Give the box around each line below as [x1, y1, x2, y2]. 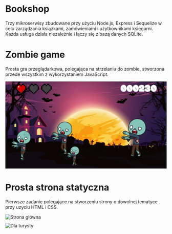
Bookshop [5, 3, 50, 15]
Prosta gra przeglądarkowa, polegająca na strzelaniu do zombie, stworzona [5, 66, 165, 72]
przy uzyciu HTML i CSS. [5, 204, 58, 210]
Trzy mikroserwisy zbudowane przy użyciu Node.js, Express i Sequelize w [5, 20, 162, 26]
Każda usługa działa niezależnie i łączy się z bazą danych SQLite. [5, 31, 143, 37]
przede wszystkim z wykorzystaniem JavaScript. [5, 71, 109, 77]
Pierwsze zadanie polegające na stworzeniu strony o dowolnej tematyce [5, 198, 158, 205]
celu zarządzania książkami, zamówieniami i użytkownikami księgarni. [5, 25, 154, 31]
